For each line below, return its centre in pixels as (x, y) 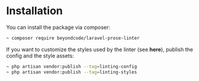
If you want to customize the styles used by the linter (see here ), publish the (100, 49)
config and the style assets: (40, 56)
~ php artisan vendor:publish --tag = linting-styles (71, 72)
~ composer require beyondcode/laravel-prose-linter (73, 38)
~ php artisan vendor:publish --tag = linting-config (71, 66)
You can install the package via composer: (58, 27)
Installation (35, 11)
